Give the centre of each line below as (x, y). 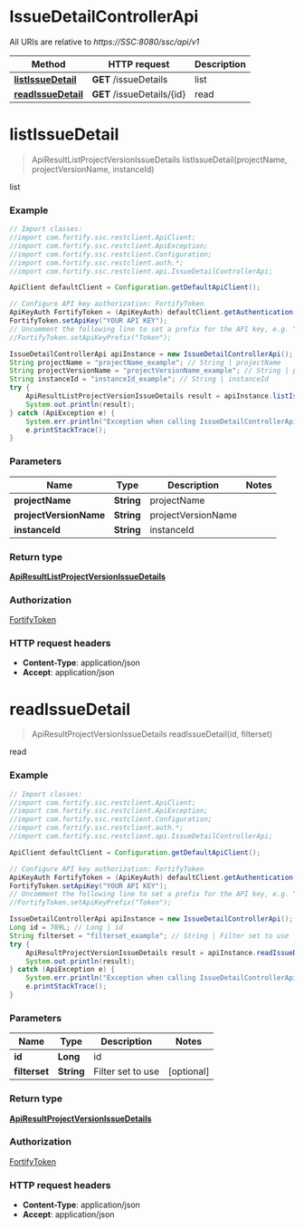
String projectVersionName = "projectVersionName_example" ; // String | (149, 371)
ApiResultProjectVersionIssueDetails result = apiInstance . (141, 953)
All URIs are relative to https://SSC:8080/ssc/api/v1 (104, 42)
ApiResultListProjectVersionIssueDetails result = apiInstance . (149, 396)
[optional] (189, 1071)
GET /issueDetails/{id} (139, 94)
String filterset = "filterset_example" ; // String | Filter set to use (149, 935)
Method (48, 63)
